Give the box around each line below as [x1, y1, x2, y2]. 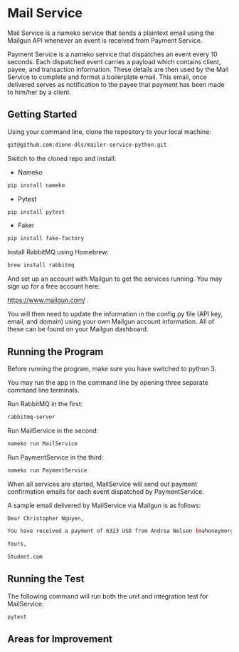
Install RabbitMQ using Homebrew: [7, 248, 109, 257]
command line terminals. [7, 385, 80, 394]
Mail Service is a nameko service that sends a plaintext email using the [7, 29, 215, 37]
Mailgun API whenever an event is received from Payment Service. [7, 36, 203, 44]
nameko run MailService [7, 440, 78, 447]
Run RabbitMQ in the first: [7, 399, 83, 408]
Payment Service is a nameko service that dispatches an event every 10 [7, 50, 218, 58]
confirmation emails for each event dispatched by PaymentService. [7, 487, 205, 496]
